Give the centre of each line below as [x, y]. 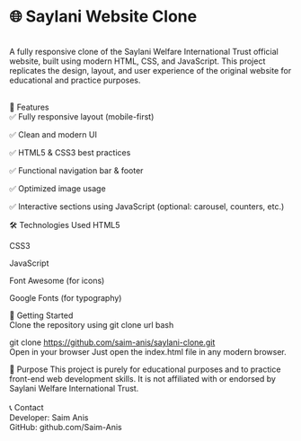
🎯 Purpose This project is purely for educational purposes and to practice [145, 369]
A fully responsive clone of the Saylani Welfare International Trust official [144, 51]
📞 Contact [27, 407]
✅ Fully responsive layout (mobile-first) [82, 116]
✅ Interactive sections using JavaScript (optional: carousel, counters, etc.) [147, 206]
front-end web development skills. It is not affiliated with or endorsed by [143, 378]
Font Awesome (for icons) [57, 280]
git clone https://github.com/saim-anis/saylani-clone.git [112, 342]
